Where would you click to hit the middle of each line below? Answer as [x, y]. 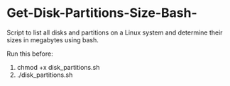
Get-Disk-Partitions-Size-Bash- [102, 13]
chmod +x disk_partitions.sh [58, 67]
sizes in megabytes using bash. [53, 39]
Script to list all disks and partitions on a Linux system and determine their [115, 32]
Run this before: [30, 54]
